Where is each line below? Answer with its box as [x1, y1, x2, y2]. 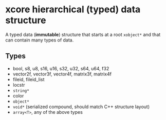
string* [12, 88, 29, 93]
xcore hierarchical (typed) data [5, 4, 141, 15]
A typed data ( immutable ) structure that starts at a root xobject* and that [5, 31, 161, 37]
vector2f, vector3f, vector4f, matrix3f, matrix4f [12, 71, 112, 77]
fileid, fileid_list [12, 76, 45, 83]
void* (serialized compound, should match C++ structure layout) [12, 104, 150, 110]
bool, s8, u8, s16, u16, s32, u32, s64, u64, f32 [12, 65, 109, 71]
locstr [12, 82, 25, 88]
